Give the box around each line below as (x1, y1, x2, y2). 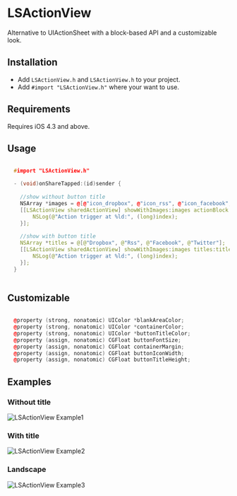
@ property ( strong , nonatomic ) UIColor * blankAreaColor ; (13, 317, 185, 324)
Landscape (7, 465, 47, 475)
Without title (7, 397, 51, 407)
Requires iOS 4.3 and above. (7, 122, 90, 130)
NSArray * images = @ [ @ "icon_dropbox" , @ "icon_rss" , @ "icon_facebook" (20, 200, 229, 207)
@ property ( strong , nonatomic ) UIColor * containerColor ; (13, 323, 185, 330)
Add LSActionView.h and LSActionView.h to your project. (17, 75, 181, 83)
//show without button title (20, 193, 106, 200)
